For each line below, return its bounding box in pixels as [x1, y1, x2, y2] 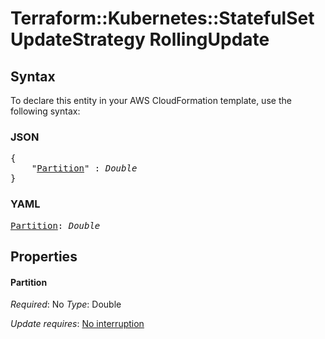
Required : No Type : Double [10, 298, 122, 311]
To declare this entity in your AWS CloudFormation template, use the [10, 95, 292, 106]
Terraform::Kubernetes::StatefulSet [10, 7, 315, 30]
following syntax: [10, 105, 81, 117]
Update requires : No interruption [10, 318, 145, 330]
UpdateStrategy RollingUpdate [10, 28, 270, 51]
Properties [10, 248, 78, 265]
